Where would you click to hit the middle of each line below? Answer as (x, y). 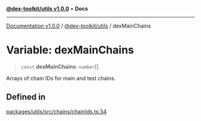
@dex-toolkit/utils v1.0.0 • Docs (47, 9)
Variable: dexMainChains (70, 50)
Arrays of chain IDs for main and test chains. (61, 78)
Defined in (26, 97)
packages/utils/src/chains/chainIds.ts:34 (57, 111)
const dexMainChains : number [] (60, 66)
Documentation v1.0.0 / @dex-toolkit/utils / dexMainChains (79, 26)
